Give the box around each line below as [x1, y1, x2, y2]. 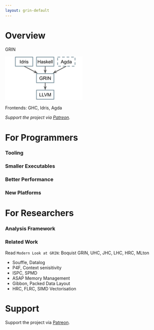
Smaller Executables [5, 163, 56, 170]
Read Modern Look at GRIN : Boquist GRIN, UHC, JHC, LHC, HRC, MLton [5, 250, 150, 256]
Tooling [5, 149, 24, 156]
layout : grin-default [5, 8, 50, 13]
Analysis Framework [5, 225, 56, 232]
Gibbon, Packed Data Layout [12, 280, 70, 286]
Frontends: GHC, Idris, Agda [5, 105, 62, 111]
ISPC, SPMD [12, 270, 38, 276]
